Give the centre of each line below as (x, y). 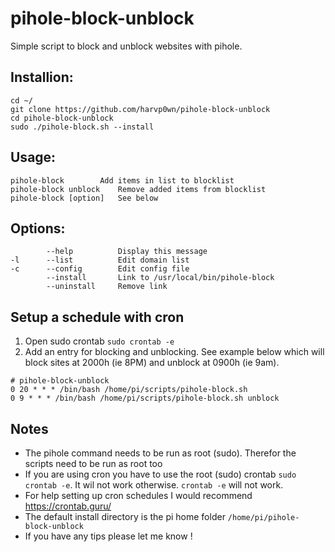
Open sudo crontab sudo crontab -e (99, 341)
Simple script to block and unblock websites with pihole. (126, 46)
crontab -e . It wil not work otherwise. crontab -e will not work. (154, 485)
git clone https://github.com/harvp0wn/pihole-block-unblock (140, 109)
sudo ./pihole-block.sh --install (82, 127)
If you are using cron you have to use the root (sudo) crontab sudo (160, 474)
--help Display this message (127, 252)
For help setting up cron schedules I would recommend (138, 495)
